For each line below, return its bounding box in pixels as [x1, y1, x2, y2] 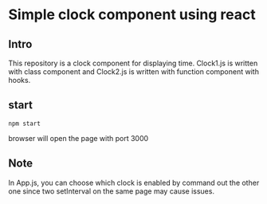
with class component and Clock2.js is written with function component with [8, 67, 259, 76]
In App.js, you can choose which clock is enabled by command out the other [8, 178, 260, 187]
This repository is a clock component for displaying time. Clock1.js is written [8, 58, 258, 68]
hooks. [8, 76, 31, 84]
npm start [8, 120, 41, 127]
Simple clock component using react [8, 6, 257, 24]
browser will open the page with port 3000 [8, 133, 149, 143]
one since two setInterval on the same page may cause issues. [8, 186, 215, 196]
